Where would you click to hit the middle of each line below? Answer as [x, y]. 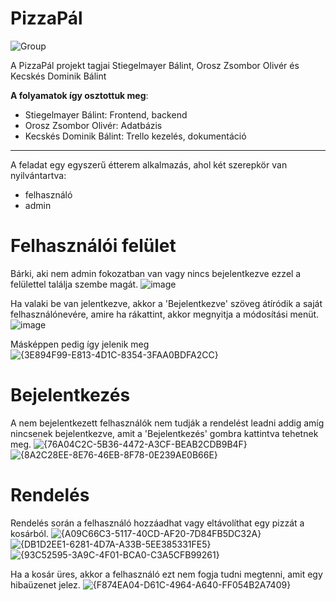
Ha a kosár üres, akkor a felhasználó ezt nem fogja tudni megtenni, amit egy [166, 574]
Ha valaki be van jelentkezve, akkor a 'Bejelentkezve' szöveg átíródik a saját [166, 303]
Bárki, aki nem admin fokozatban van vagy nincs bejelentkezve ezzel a [156, 273]
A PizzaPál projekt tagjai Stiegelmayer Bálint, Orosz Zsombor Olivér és [155, 65]
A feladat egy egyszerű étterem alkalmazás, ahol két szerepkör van [149, 164]
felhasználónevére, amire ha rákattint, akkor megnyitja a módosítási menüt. [165, 314]
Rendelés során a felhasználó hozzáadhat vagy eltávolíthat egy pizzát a [157, 523]
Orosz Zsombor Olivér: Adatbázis [93, 125]
